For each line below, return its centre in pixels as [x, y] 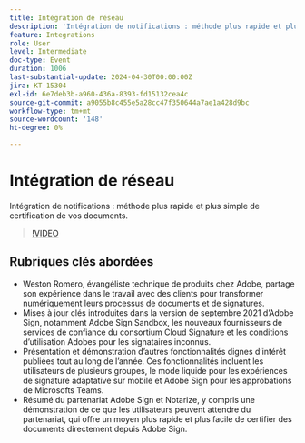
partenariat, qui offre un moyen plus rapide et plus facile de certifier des [157, 418]
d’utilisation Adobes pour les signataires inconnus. [117, 341]
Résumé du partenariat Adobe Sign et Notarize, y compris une [139, 399]
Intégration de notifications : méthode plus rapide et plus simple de [135, 206]
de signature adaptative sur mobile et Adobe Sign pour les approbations [157, 380]
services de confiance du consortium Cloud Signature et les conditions [155, 332]
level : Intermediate [49, 52]
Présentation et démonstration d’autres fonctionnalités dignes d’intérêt [154, 351]
